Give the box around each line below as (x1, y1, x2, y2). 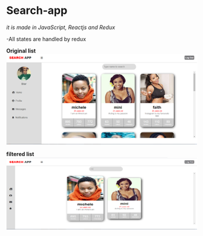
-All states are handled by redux (6, 35, 87, 42)
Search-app (6, 4, 68, 18)
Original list (6, 47, 36, 54)
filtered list (6, 150, 35, 157)
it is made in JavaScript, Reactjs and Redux (6, 24, 115, 31)
